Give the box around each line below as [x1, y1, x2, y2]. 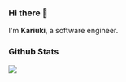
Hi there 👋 [8, 7, 49, 19]
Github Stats [8, 46, 59, 58]
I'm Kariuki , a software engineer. [8, 26, 119, 36]
